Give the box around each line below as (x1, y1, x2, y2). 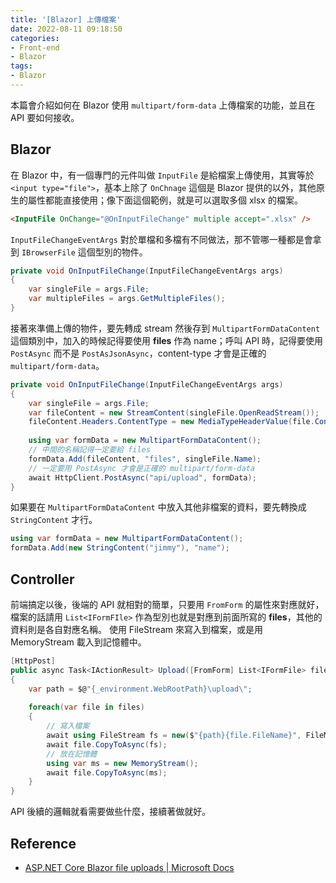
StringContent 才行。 (10, 514, 98, 526)
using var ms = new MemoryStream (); (46, 758, 199, 768)
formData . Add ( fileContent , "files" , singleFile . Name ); (28, 454, 262, 464)
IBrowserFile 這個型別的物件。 (21, 246, 148, 258)
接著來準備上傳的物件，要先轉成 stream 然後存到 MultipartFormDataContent (10, 322, 321, 334)
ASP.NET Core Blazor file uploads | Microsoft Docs (24, 861, 235, 873)
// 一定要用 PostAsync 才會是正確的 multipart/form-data (28, 463, 255, 473)
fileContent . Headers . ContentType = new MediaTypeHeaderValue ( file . (28, 417, 315, 427)
